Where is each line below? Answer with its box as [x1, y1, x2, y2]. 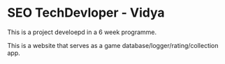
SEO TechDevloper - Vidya [7, 5, 166, 21]
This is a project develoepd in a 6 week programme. [7, 28, 157, 36]
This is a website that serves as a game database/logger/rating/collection [7, 41, 219, 49]
